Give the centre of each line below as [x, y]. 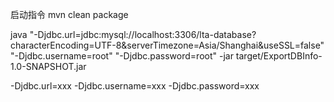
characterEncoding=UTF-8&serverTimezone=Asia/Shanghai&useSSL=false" [167, 45]
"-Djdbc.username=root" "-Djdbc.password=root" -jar [122, 56]
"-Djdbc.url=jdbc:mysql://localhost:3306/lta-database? [143, 34]
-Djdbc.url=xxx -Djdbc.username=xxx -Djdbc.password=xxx [135, 86]
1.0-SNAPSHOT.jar [48, 66]
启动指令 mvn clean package [69, 14]
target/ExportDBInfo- [279, 56]
